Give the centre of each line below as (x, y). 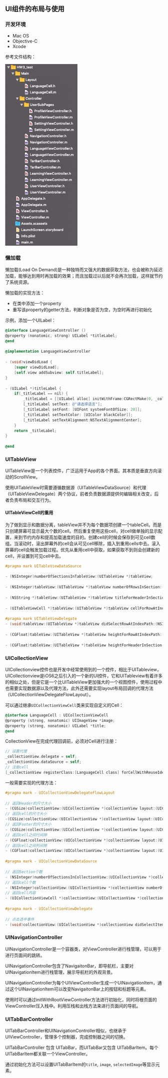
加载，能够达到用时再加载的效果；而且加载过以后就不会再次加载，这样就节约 (84, 276)
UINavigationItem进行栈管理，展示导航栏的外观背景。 (60, 972)
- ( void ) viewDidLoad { (29, 362)
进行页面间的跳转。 (25, 955)
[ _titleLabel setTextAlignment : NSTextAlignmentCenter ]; (82, 420)
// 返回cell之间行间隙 (26, 835)
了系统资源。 (18, 282)
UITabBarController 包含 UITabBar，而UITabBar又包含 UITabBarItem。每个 (82, 1047)
